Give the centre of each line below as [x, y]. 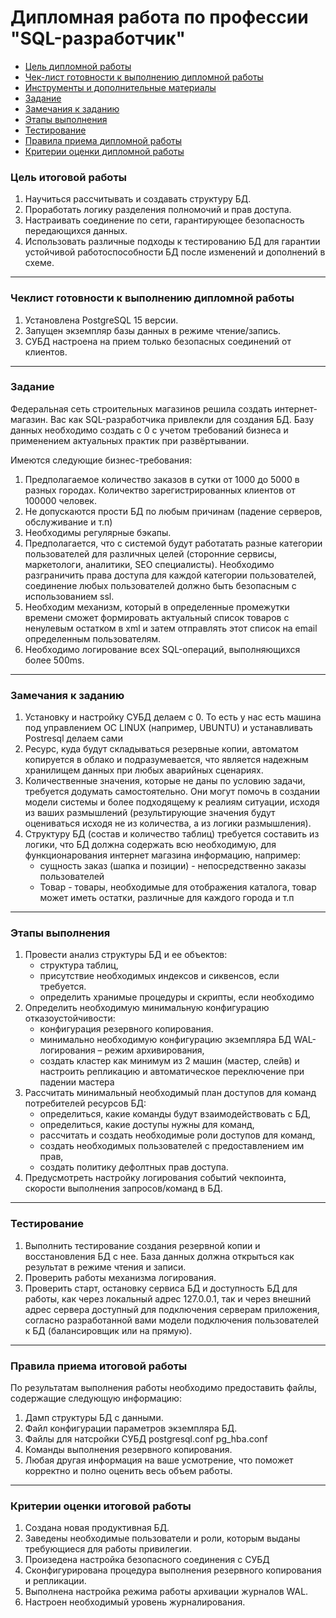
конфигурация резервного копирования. [126, 1029]
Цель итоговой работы [69, 177]
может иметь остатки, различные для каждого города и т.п [167, 898]
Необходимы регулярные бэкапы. [98, 532]
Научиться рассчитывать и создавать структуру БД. [138, 199]
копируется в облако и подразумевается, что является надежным [166, 760]
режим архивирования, [154, 1050]
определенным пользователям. [93, 638]
